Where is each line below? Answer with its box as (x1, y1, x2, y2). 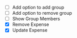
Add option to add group (12, 5, 65, 10)
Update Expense (12, 27, 48, 33)
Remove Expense (12, 21, 49, 27)
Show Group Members (12, 16, 60, 22)
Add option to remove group (12, 10, 72, 16)
